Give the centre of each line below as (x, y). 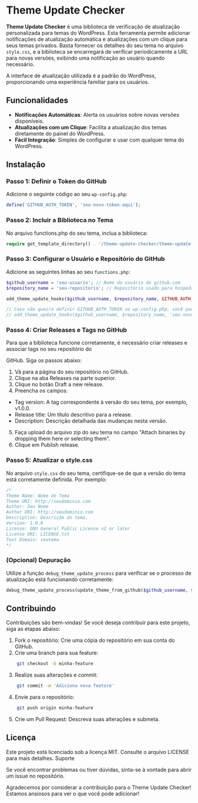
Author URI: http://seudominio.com (50, 512)
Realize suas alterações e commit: (56, 675)
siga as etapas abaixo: (33, 629)
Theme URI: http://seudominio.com (49, 501)
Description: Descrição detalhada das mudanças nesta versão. (91, 421)
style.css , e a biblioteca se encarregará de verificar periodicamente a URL (97, 51)
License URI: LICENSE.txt (38, 534)
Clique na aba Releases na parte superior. (65, 378)
